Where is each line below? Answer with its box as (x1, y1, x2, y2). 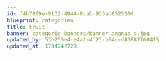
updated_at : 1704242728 (6, 43, 77, 50)
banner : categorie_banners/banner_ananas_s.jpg (6, 29, 150, 37)
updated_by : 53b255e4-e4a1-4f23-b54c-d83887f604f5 (6, 36, 160, 43)
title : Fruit (6, 23, 45, 30)
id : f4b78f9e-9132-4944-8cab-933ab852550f (6, 10, 134, 18)
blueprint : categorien (6, 17, 74, 24)
